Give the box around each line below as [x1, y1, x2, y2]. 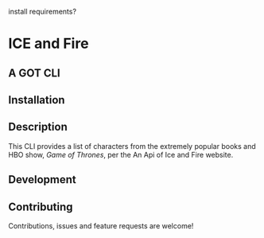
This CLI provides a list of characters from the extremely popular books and [8, 141, 256, 150]
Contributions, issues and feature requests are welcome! [8, 220, 194, 230]
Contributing [8, 200, 73, 213]
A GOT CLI [8, 66, 61, 80]
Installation [8, 93, 65, 107]
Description [8, 120, 68, 134]
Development [8, 173, 77, 186]
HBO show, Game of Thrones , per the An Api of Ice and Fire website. [8, 150, 234, 159]
